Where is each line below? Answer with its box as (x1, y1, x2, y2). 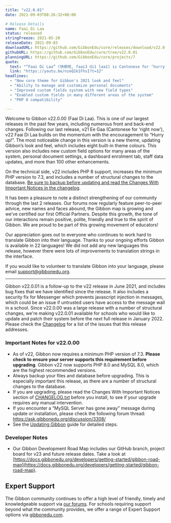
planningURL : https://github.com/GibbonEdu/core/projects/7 (5, 54, 136, 60)
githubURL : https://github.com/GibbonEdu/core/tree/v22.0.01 (5, 49, 138, 55)
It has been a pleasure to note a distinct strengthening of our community (5, 195, 157, 201)
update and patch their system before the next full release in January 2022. (5, 316, 164, 322)
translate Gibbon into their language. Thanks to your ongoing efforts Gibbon (5, 237, 164, 243)
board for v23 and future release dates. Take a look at (12, 451, 126, 457)
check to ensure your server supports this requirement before (12, 356, 147, 362)
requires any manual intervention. (12, 399, 83, 405)
